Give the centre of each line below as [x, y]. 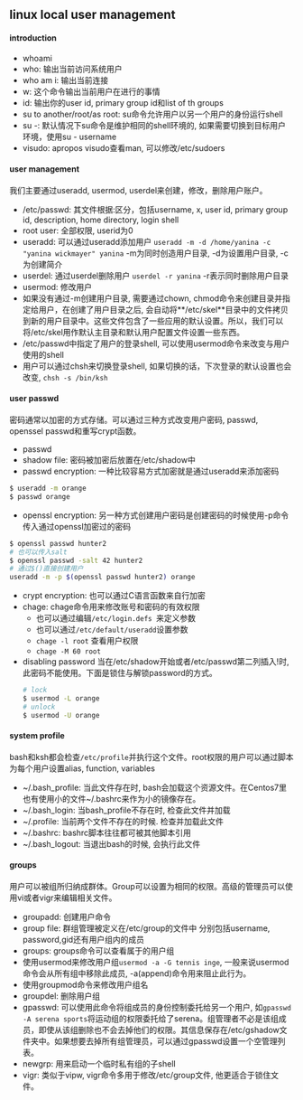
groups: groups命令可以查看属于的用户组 [98, 951]
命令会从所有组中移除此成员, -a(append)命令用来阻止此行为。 [137, 973]
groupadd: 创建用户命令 [66, 917]
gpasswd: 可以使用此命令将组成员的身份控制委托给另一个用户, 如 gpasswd [156, 1008]
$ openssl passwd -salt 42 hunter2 [76, 560]
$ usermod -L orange [61, 699]
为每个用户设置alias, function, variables [83, 768]
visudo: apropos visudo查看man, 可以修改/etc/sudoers [124, 147]
